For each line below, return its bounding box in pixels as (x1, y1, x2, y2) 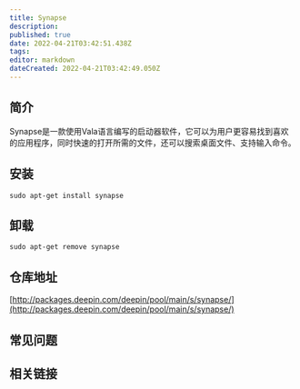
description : (9, 22, 59, 31)
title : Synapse (9, 13, 67, 23)
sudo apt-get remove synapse (9, 243, 120, 252)
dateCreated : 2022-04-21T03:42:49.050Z (9, 65, 161, 74)
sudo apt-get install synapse (9, 191, 125, 200)
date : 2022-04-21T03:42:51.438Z (9, 38, 132, 48)
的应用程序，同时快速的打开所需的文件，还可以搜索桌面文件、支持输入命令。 (9, 137, 296, 148)
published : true (9, 30, 71, 39)
